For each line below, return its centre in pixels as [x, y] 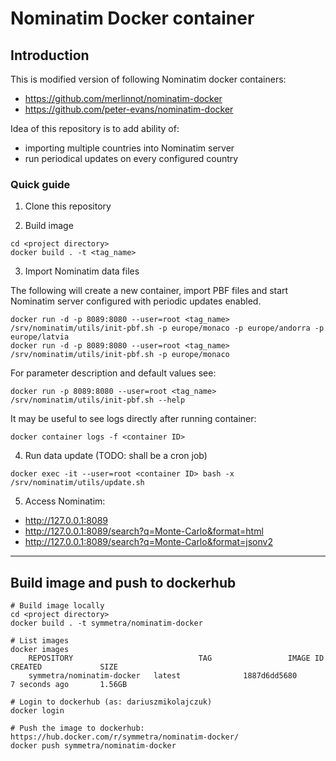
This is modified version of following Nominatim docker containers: [148, 79]
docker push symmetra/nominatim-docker [93, 746]
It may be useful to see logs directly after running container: [133, 419]
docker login [37, 711]
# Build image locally [57, 606]
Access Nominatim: [65, 501]
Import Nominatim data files [82, 271]
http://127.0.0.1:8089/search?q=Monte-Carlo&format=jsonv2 [148, 542]
